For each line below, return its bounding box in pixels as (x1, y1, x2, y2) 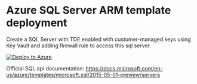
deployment (6, 16, 67, 30)
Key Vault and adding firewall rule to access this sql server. (6, 42, 151, 49)
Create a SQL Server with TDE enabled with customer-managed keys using (6, 35, 191, 43)
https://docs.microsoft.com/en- (85, 64, 163, 72)
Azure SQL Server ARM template (6, 4, 171, 17)
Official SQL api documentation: (6, 64, 85, 72)
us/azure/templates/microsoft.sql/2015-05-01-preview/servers (6, 71, 161, 78)
